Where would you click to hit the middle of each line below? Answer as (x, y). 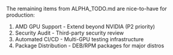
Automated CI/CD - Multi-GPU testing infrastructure (79, 39)
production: (20, 15)
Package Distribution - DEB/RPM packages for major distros (90, 45)
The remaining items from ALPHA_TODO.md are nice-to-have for (87, 9)
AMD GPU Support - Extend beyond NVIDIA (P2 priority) (85, 27)
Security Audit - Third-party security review (69, 33)
